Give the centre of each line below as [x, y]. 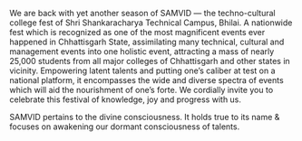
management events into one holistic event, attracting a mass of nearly [142, 52]
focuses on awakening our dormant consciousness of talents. [125, 127]
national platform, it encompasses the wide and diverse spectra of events [146, 80]
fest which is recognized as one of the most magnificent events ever [137, 32]
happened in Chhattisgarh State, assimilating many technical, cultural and [147, 42]
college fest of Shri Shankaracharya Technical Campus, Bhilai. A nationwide [151, 23]
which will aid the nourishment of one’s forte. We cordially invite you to [141, 90]
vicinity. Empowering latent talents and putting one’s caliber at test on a [142, 70]
